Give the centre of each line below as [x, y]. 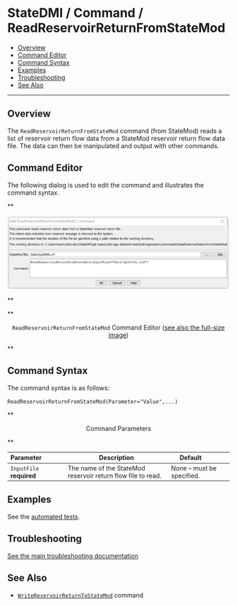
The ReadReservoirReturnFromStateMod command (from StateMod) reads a [115, 131]
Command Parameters [119, 428]
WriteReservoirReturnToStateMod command [80, 595]
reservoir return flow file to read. [115, 475]
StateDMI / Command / [75, 13]
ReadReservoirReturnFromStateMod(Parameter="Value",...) [93, 401]
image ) [119, 335]
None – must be [194, 468]
